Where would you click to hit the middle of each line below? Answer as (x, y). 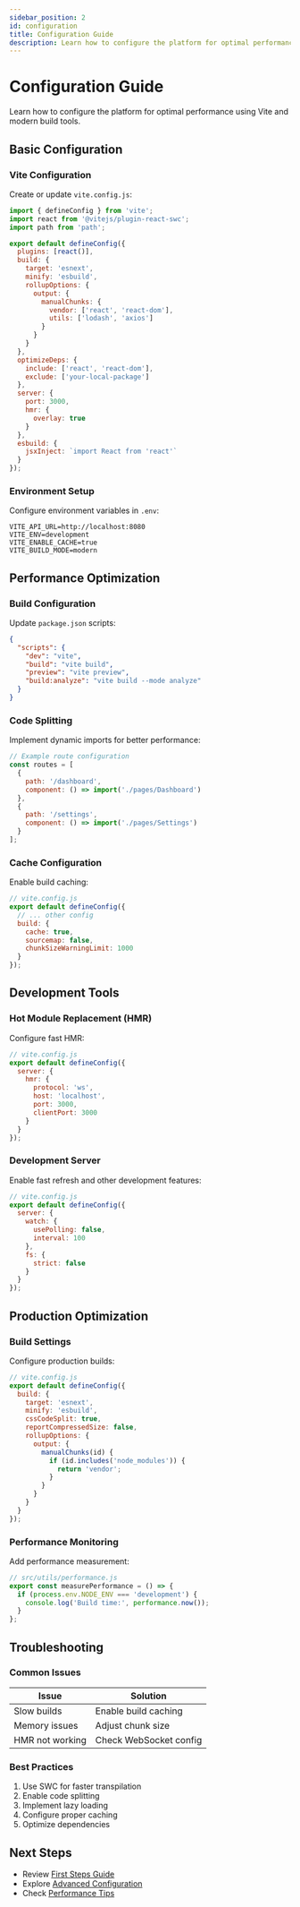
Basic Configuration (66, 149)
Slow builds (38, 1711)
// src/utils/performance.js (63, 1578)
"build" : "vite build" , (70, 664)
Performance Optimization (85, 578)
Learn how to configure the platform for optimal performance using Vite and (149, 112)
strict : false (59, 1263)
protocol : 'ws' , (63, 1088)
